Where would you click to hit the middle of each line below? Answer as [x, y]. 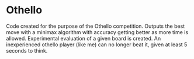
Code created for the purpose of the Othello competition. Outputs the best [96, 26]
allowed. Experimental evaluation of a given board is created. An [84, 38]
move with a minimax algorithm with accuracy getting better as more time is [97, 32]
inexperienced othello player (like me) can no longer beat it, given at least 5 [97, 45]
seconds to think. [27, 50]
